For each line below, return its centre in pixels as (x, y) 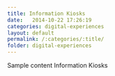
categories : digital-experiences (56, 26)
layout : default (31, 33)
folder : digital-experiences (49, 46)
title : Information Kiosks (46, 13)
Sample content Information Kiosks (58, 65)
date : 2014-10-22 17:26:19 (49, 20)
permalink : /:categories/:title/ (56, 39)
